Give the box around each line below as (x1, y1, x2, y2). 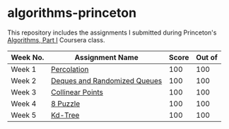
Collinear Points (50, 87, 104, 97)
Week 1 (11, 64, 37, 74)
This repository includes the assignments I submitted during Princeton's (7, 28, 217, 37)
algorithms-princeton (7, 5, 136, 21)
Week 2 (11, 75, 37, 85)
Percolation (50, 64, 89, 74)
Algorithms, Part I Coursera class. (7, 35, 105, 44)
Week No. (11, 52, 45, 62)
